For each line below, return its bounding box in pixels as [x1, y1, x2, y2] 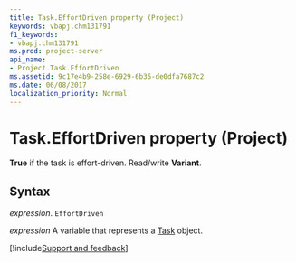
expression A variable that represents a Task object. [9, 225, 204, 236]
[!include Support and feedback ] [9, 243, 129, 254]
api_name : [9, 55, 47, 64]
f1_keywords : [9, 30, 59, 39]
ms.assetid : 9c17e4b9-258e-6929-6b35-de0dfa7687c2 [9, 72, 205, 81]
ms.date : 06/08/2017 [9, 80, 88, 89]
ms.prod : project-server [9, 47, 103, 56]
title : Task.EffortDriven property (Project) [9, 13, 184, 23]
